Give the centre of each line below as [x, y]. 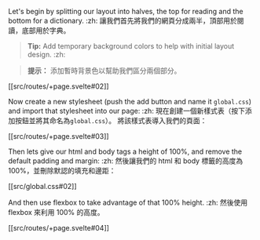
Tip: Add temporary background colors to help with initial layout [131, 46]
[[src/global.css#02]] [42, 186]
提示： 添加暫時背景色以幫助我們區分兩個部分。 [104, 71]
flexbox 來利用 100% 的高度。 [56, 212]
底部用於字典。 [46, 30]
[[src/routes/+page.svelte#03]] [59, 136]
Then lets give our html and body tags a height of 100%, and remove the [125, 151]
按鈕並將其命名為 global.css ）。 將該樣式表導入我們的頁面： [111, 120]
